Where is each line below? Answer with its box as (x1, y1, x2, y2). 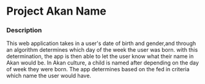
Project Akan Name (6, 4, 106, 18)
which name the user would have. (6, 72, 92, 80)
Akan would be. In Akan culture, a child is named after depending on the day (6, 59, 199, 66)
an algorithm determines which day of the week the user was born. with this (6, 46, 198, 54)
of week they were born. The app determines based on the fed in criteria (6, 66, 190, 73)
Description (6, 26, 42, 35)
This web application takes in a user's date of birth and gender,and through (6, 40, 196, 47)
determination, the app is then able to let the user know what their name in (6, 53, 194, 60)
